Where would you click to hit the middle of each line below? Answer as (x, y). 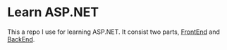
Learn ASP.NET (53, 12)
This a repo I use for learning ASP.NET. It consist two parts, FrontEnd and (114, 32)
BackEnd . (21, 39)
